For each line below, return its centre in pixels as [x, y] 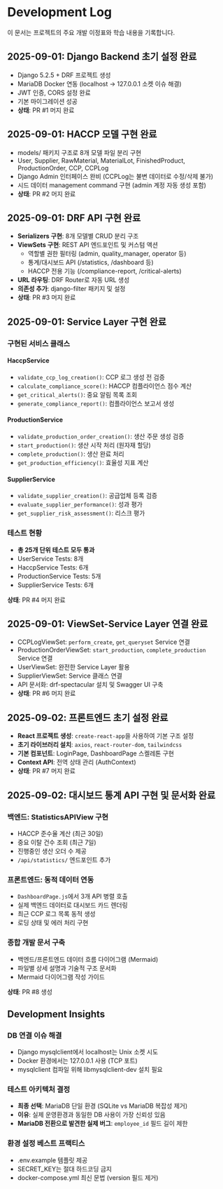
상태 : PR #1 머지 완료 [46, 110]
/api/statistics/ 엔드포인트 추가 [64, 859]
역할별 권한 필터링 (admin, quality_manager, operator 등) [107, 254]
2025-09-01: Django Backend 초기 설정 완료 [102, 57]
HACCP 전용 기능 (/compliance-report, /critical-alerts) [105, 271]
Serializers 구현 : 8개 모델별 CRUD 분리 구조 [78, 236]
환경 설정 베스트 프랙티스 [46, 1143]
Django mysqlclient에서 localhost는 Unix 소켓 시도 [88, 1052]
